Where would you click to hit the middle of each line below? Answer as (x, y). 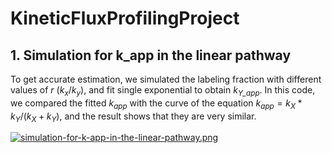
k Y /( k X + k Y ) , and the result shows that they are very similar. (133, 117)
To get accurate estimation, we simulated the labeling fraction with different (166, 79)
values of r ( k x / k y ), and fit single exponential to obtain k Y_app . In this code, (163, 91)
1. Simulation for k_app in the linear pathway (151, 55)
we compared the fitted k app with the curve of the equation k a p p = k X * (156, 104)
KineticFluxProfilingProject (125, 18)
